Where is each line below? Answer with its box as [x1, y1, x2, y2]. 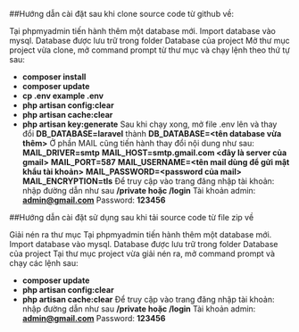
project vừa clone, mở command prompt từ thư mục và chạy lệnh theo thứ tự [9, 45, 290, 55]
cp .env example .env [21, 90, 104, 101]
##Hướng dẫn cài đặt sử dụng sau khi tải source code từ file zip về [9, 212, 254, 222]
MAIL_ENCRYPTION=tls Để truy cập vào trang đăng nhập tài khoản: [21, 176, 275, 187]
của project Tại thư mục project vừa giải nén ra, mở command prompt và [9, 248, 275, 259]
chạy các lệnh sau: [9, 258, 79, 268]
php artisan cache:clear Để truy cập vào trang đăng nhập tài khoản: [21, 295, 275, 304]
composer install [21, 71, 87, 82]
